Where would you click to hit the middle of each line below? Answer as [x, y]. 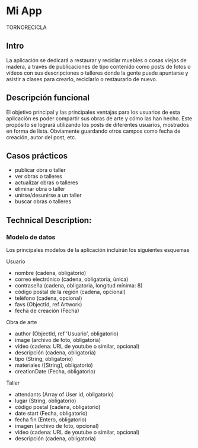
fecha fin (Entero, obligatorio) [51, 420]
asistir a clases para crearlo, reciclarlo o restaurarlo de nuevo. [82, 79]
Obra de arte [22, 322]
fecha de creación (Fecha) [47, 311]
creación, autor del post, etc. [41, 137]
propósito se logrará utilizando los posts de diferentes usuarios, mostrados [98, 124]
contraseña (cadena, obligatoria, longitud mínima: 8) [79, 286]
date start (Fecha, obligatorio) [51, 414]
